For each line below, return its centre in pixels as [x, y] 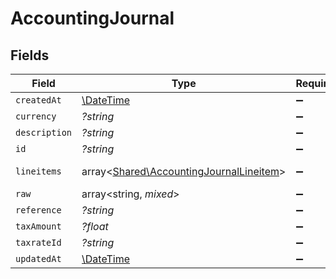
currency [36, 116]
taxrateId [38, 242]
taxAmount [38, 226]
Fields [30, 55]
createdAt [38, 100]
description [44, 132]
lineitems [38, 171]
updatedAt [38, 258]
